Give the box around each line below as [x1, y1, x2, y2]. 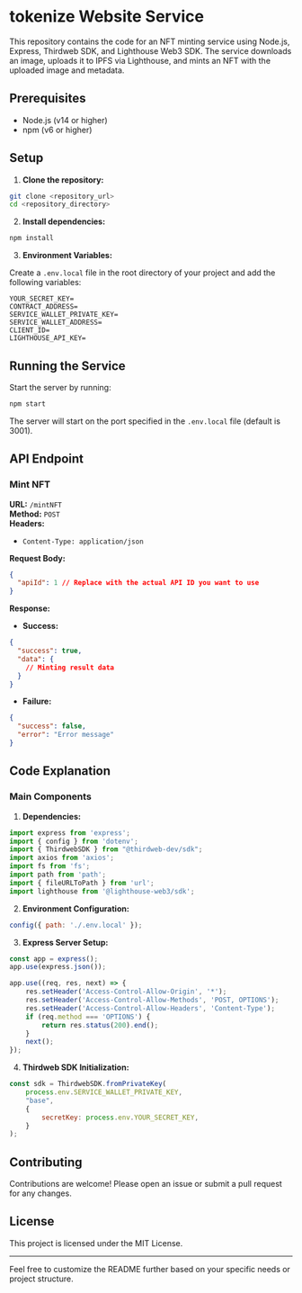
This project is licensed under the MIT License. [9, 1237, 183, 1248]
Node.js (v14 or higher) [22, 114, 108, 125]
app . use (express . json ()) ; [9, 963, 106, 972]
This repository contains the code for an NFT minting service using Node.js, [9, 36, 290, 47]
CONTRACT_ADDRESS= [9, 302, 78, 311]
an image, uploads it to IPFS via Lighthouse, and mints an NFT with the [9, 55, 271, 66]
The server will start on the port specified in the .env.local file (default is [9, 416, 281, 427]
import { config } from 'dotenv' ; [9, 837, 139, 846]
